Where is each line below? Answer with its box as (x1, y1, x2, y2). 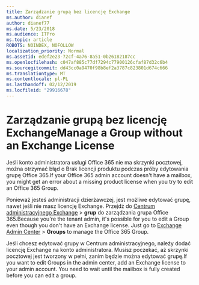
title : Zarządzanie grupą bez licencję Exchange (6, 8, 130, 15)
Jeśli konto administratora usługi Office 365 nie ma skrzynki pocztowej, (6, 158, 183, 166)
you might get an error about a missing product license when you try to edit (6, 178, 194, 185)
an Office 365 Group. (6, 184, 59, 192)
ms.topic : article (6, 37, 52, 43)
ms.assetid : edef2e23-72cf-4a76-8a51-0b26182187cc (6, 54, 136, 60)
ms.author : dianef (6, 14, 52, 20)
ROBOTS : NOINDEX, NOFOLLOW (6, 43, 74, 49)
